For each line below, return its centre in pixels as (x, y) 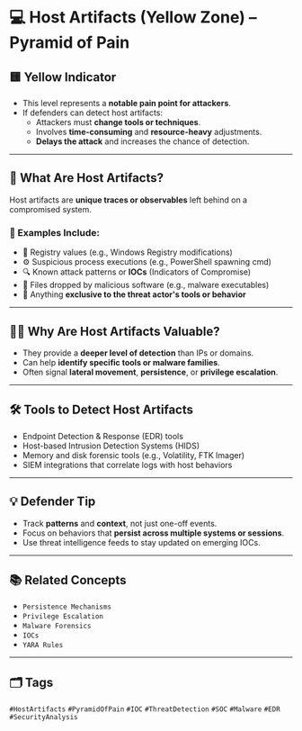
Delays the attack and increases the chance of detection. (142, 141)
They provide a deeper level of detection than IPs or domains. (138, 353)
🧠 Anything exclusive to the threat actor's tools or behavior (134, 294)
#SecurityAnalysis (44, 717)
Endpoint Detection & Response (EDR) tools (103, 436)
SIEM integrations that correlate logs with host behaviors (127, 465)
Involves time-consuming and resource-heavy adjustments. (149, 132)
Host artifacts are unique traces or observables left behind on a (129, 200)
